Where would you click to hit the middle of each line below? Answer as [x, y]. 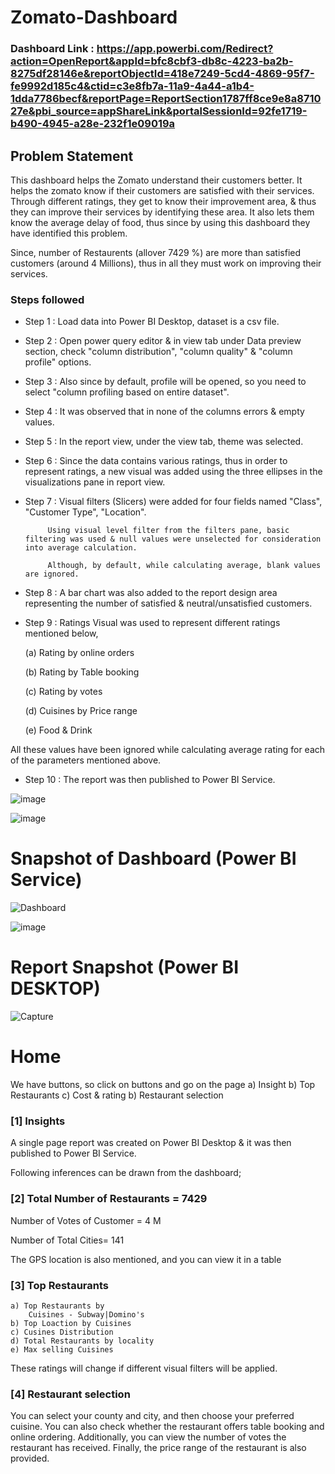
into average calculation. [81, 548]
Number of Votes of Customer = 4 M [86, 1220]
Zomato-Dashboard [94, 17]
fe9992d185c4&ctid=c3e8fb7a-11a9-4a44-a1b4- [132, 86]
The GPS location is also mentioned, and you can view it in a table [146, 1259]
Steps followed [47, 299]
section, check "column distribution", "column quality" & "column [158, 352]
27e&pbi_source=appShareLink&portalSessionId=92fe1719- [159, 111]
